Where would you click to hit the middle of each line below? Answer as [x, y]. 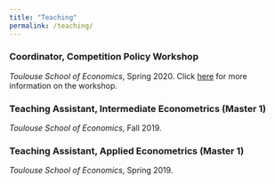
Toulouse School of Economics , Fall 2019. [85, 128]
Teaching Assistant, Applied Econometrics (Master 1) [127, 151]
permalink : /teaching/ [51, 26]
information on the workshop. [64, 85]
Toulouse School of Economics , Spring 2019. [91, 171]
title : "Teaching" [43, 17]
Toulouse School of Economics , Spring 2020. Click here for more [128, 76]
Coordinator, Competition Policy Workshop [104, 57]
